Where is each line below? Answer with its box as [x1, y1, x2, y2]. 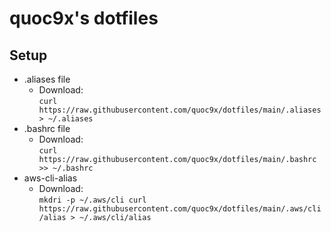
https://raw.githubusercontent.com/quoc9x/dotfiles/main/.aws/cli [38, 204, 322, 214]
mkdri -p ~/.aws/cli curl [38, 195, 147, 205]
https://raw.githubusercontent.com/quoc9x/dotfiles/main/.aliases [38, 105, 322, 115]
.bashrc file [23, 123, 71, 134]
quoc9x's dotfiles [9, 7, 159, 30]
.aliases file [23, 73, 71, 85]
